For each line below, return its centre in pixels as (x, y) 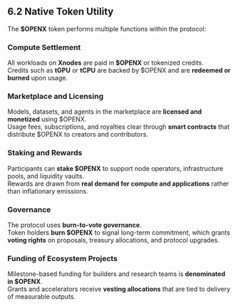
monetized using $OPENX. (47, 120)
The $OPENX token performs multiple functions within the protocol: (107, 28)
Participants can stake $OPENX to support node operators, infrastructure (115, 168)
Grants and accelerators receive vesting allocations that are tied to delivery (119, 289)
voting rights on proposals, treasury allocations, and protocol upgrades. (113, 240)
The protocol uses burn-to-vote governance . (74, 225)
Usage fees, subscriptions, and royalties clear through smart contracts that (119, 127)
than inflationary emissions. (48, 191)
